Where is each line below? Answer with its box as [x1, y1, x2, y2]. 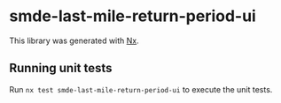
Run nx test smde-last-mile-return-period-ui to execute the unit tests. [9, 84, 273, 94]
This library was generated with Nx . [9, 35, 139, 46]
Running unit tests [9, 61, 113, 76]
